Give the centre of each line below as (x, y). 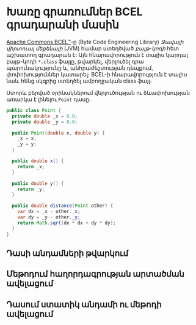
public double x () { (38, 161)
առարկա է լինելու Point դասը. (49, 99)
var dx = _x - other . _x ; (49, 212)
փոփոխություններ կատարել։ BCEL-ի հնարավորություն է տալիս (97, 74)
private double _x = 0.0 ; (45, 116)
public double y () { (38, 183)
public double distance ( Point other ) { (63, 206)
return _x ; (31, 166)
